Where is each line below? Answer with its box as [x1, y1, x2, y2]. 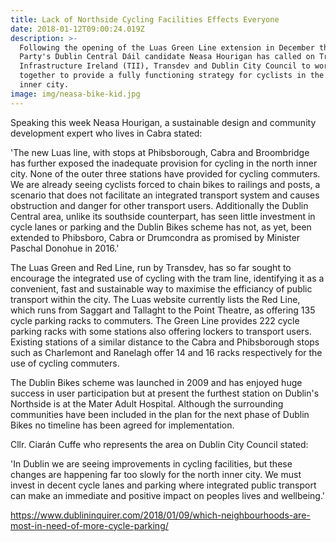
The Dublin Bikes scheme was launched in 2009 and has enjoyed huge [10, 376, 303, 388]
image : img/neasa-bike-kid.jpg [10, 89, 141, 99]
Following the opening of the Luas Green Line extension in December [19, 42, 315, 53]
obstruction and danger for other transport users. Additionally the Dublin [10, 199, 309, 211]
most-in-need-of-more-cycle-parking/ [10, 519, 169, 531]
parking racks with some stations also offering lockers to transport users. [10, 325, 312, 337]
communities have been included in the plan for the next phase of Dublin [10, 408, 310, 420]
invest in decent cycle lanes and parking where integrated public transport [10, 479, 317, 491]
